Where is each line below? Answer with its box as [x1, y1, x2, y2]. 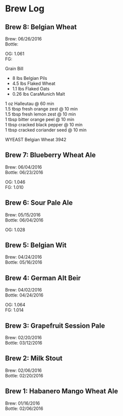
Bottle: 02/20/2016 [5, 372, 43, 378]
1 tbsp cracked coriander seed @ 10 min [5, 127, 87, 133]
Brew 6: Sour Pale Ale [5, 199, 73, 207]
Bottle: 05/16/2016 [5, 259, 42, 265]
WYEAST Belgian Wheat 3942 [5, 137, 67, 142]
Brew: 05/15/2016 [5, 212, 41, 218]
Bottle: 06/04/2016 [5, 217, 43, 223]
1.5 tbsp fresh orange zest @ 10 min [5, 106, 78, 112]
